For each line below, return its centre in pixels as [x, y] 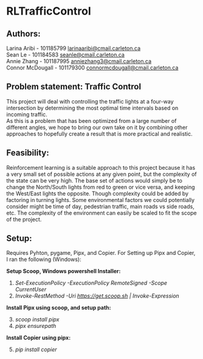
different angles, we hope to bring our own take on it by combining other [97, 127]
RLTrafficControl [49, 11]
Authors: [23, 34]
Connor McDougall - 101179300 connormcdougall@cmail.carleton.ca [92, 68]
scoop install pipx [37, 319]
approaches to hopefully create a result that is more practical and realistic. [99, 134]
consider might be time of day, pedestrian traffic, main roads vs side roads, [100, 206]
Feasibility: [28, 153]
